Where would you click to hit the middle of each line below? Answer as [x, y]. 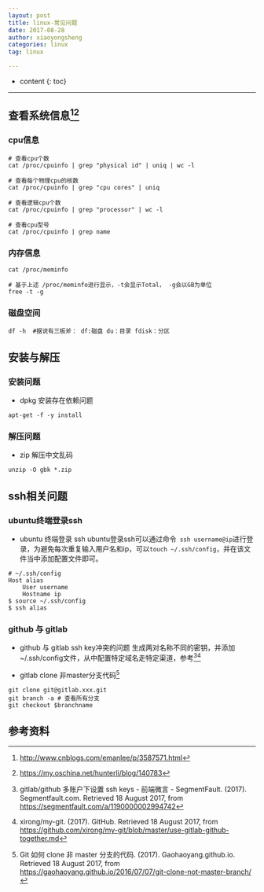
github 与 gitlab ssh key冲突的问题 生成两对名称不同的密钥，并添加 [127, 648]
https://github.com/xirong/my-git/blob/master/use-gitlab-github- [124, 830]
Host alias [26, 580]
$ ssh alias [27, 608]
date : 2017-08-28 [37, 30]
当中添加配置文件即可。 [64, 558]
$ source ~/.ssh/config [47, 601]
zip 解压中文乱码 [46, 455]
